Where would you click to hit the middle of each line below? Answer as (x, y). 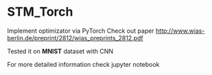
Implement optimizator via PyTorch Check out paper (81, 31)
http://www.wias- (180, 31)
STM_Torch (40, 12)
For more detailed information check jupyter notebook (83, 64)
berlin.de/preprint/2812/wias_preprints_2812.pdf (75, 37)
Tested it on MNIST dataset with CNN (60, 51)
